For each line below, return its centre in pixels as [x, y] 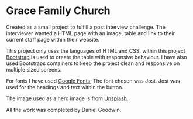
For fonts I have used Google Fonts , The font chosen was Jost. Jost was [93, 81]
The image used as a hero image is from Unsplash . [67, 98]
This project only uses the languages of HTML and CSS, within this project [96, 50]
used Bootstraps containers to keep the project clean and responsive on [93, 63]
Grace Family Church [58, 11]
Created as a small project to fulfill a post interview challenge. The [86, 27]
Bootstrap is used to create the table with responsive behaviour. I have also [96, 57]
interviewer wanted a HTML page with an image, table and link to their [91, 33]
